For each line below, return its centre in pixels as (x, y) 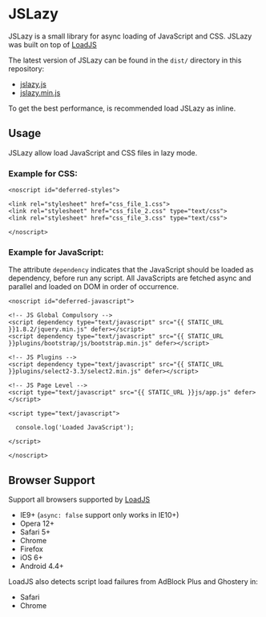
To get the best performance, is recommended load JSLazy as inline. (122, 108)
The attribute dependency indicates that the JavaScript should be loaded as (131, 270)
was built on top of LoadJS (53, 44)
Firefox (32, 549)
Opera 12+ (37, 524)
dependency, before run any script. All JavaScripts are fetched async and (130, 278)
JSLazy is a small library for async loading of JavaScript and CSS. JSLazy (130, 36)
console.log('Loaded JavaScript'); (75, 428)
